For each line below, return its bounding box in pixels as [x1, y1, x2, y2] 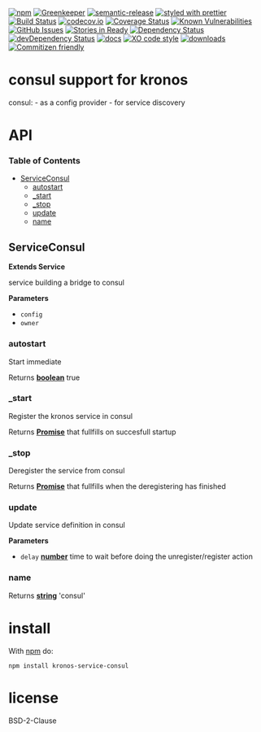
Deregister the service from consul [8, 466, 125, 476]
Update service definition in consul [8, 521, 126, 530]
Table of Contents [8, 155, 81, 167]
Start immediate [8, 356, 63, 366]
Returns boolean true [8, 373, 80, 382]
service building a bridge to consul [8, 277, 124, 288]
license [8, 688, 59, 707]
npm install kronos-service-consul [8, 661, 129, 670]
